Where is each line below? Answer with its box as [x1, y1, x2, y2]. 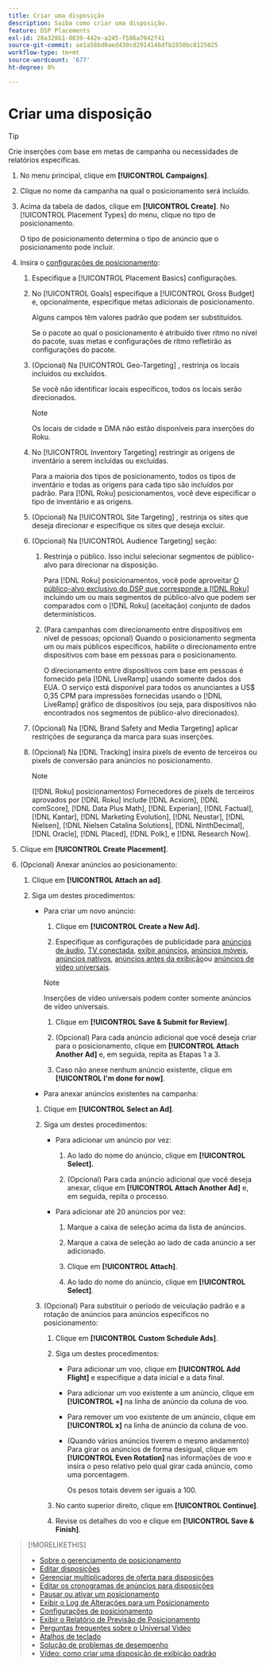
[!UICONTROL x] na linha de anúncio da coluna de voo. [67, 1420, 249, 1430]
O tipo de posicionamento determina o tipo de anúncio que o [19, 233, 219, 243]
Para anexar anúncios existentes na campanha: [43, 1088, 199, 1098]
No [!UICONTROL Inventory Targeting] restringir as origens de [31, 447, 236, 457]
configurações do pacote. [31, 344, 117, 355]
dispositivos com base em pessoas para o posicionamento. [43, 650, 238, 660]
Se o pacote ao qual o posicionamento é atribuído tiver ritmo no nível [31, 327, 258, 337]
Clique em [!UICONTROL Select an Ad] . [43, 1104, 175, 1114]
